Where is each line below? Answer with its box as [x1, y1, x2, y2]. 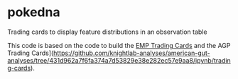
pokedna [7, 4, 60, 20]
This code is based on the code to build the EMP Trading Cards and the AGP [7, 41, 231, 49]
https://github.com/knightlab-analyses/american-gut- [53, 49, 211, 57]
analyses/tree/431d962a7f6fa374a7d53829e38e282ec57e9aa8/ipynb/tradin [7, 56, 231, 64]
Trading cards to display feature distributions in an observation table [7, 28, 207, 36]
